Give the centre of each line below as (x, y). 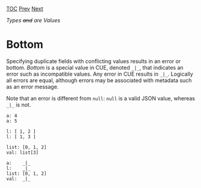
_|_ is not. (19, 105)
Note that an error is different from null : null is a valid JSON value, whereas (100, 98)
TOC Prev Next (25, 9)
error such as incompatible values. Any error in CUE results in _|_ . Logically (100, 74)
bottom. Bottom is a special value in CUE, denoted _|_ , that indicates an (95, 67)
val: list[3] (22, 153)
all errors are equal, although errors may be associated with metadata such (99, 80)
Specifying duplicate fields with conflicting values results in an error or (94, 61)
